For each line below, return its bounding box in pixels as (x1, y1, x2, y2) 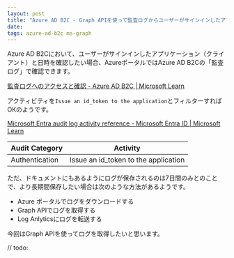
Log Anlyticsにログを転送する (17, 215, 102, 223)
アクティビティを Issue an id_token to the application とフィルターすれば (7, 97, 223, 105)
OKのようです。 (7, 105, 52, 114)
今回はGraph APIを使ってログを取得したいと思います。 (7, 229, 164, 238)
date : (7, 23, 23, 30)
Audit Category (10, 144, 63, 153)
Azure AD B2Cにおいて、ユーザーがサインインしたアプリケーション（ (7, 50, 207, 58)
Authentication (10, 155, 59, 165)
